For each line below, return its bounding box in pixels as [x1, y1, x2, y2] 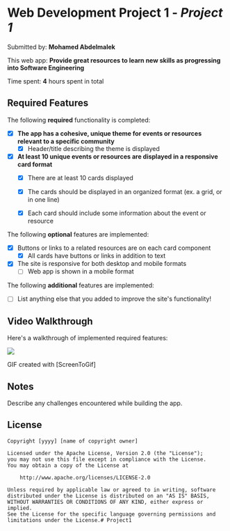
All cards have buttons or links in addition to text [27, 252, 166, 260]
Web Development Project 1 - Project [7, 5, 223, 21]
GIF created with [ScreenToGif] [7, 360, 96, 369]
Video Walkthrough [7, 315, 93, 327]
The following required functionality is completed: [7, 116, 151, 124]
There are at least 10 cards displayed [27, 173, 133, 182]
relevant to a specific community [17, 137, 115, 145]
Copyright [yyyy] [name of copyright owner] [7, 437, 138, 445]
